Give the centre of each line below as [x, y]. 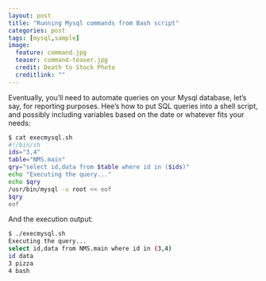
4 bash [19, 271]
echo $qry [25, 181]
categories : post [37, 30]
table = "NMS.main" [37, 160]
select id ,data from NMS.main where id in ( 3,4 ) [90, 249]
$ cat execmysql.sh [40, 137]
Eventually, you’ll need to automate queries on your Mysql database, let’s [127, 97]
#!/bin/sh [25, 145]
